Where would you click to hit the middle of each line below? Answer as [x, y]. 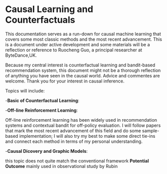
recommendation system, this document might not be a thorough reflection [83, 70]
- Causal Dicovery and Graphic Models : [47, 151]
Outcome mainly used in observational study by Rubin [62, 166]
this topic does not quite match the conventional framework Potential [77, 161]
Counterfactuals [40, 20]
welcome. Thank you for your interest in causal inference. [65, 81]
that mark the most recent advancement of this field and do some [73, 130]
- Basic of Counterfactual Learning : [42, 100]
